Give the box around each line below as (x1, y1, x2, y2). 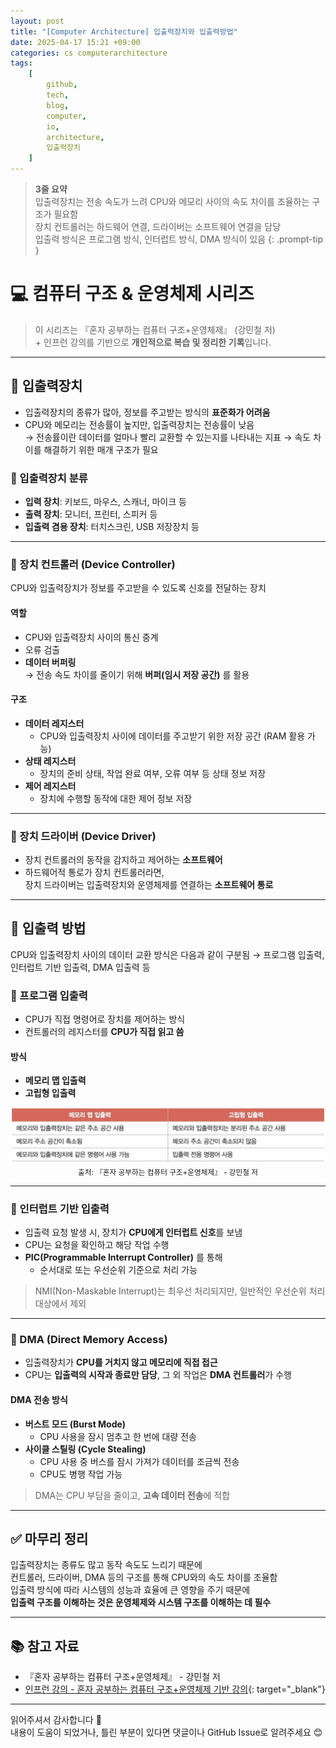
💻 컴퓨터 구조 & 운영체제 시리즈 (10, 283, 255, 305)
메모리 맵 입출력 (24, 1075, 87, 1087)
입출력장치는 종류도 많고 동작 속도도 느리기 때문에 (10, 1559, 203, 1571)
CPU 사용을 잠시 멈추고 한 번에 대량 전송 (39, 1430, 197, 1442)
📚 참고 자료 (10, 1638, 80, 1655)
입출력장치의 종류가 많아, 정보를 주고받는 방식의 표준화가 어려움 (24, 406, 271, 418)
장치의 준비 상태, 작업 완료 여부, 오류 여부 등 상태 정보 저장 (39, 767, 267, 779)
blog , (46, 100, 70, 110)
